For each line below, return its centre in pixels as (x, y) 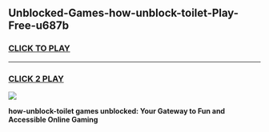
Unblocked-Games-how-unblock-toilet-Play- (123, 13)
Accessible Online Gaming (53, 119)
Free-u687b (39, 26)
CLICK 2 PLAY (36, 78)
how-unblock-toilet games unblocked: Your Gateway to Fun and (117, 110)
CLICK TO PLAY (39, 49)
